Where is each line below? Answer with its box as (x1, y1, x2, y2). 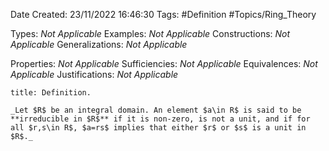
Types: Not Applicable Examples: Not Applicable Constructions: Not (10, 28, 291, 39)
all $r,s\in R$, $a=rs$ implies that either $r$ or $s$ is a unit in (10, 123, 307, 133)
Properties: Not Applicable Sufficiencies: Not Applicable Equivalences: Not (10, 58, 318, 69)
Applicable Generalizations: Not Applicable (10, 39, 188, 50)
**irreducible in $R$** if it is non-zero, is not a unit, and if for (10, 114, 311, 124)
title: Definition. (10, 88, 92, 98)
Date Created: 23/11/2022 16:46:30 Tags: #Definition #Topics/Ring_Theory (10, 9, 317, 20)
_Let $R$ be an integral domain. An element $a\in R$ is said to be (10, 105, 302, 115)
